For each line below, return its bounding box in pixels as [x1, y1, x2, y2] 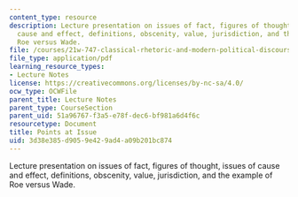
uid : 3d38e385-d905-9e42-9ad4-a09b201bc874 [9, 136, 173, 145]
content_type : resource [9, 12, 98, 22]
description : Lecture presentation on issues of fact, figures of [9, 21, 260, 30]
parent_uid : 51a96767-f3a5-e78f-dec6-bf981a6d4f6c [9, 111, 200, 120]
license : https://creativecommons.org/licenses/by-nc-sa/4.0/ [9, 79, 244, 87]
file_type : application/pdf [9, 54, 114, 63]
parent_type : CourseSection [9, 103, 114, 112]
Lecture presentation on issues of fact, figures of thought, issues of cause [9, 160, 280, 170]
